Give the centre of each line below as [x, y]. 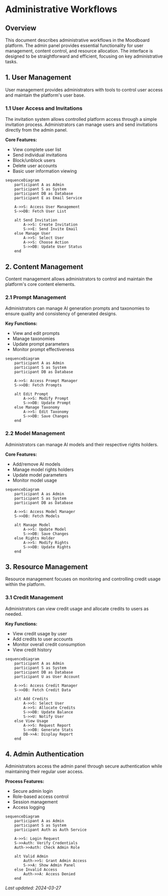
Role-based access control [41, 797]
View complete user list [37, 150]
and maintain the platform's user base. [45, 95]
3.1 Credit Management [34, 598]
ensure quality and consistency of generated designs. [61, 314]
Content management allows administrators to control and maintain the [79, 279]
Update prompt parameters [41, 344]
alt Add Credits [32, 699]
